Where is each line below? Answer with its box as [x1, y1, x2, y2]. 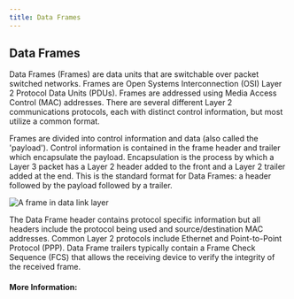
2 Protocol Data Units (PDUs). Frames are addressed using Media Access [9, 88, 277, 98]
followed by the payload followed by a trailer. [9, 180, 173, 191]
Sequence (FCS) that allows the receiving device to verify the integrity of [9, 252, 275, 263]
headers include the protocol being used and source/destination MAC [9, 224, 264, 234]
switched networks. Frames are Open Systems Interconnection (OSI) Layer [9, 79, 282, 89]
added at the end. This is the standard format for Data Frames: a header [9, 171, 272, 181]
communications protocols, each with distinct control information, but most [9, 107, 283, 118]
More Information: [9, 282, 78, 293]
